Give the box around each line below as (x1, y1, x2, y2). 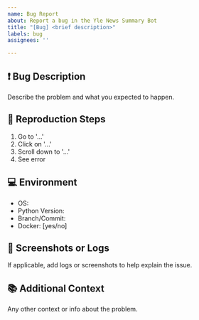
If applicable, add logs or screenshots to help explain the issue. (7, 261, 193, 270)
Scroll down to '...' (17, 147, 70, 156)
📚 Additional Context (7, 282, 104, 294)
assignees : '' (7, 37, 50, 44)
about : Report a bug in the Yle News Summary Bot (7, 17, 158, 24)
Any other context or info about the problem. (7, 305, 138, 314)
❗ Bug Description (7, 70, 86, 82)
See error (17, 154, 46, 164)
